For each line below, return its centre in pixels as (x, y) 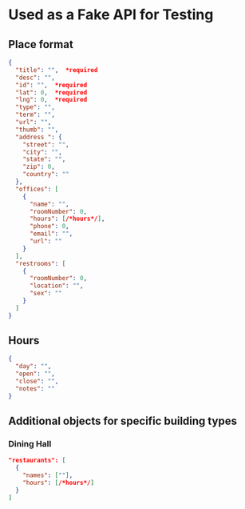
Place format (41, 44)
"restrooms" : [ (41, 263)
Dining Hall (30, 444)
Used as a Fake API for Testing (111, 15)
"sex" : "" (45, 294)
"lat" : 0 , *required (51, 92)
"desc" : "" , (36, 78)
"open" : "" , (36, 374)
